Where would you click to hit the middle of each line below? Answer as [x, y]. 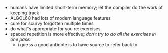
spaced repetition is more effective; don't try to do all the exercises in [83, 34]
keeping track [24, 13]
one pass [20, 39]
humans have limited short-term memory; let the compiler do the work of [87, 7]
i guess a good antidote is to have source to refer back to [78, 45]
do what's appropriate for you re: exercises [55, 29]
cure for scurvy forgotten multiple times [52, 23]
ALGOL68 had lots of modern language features [60, 18]
